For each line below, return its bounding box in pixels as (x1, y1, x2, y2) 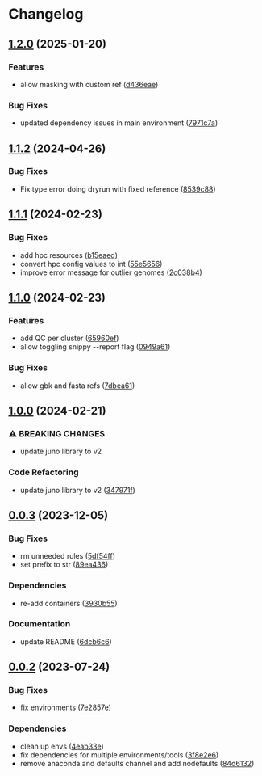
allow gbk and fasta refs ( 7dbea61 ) (19, 381, 135, 390)
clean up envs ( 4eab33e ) (19, 741, 105, 751)
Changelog (8, 5, 84, 23)
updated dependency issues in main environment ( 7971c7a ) (19, 118, 218, 128)
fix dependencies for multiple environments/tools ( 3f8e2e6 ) (19, 749, 219, 760)
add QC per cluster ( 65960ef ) (19, 333, 119, 344)
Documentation (8, 618, 71, 630)
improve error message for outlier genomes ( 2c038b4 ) (19, 268, 203, 277)
